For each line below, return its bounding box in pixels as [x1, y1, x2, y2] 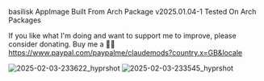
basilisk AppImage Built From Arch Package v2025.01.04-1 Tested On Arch [8, 7, 257, 16]
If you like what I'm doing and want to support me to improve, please [8, 31, 237, 40]
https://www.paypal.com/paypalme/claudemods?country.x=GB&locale [8, 48, 243, 57]
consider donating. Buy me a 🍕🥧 [8, 39, 115, 49]
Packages [8, 15, 42, 25]
